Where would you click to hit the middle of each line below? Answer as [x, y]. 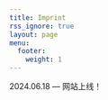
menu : [19, 43]
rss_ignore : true [42, 26]
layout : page [34, 34]
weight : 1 [44, 59]
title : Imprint [38, 18]
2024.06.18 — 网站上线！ [56, 86]
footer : [32, 51]
